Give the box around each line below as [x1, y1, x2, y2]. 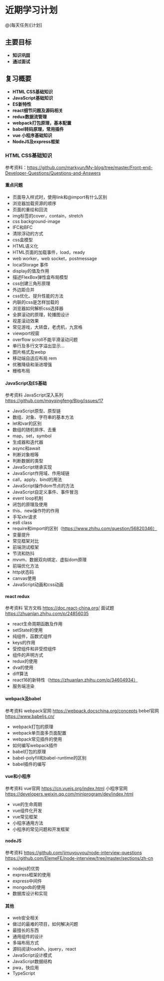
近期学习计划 [5, 4, 58, 16]
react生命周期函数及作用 [12, 621, 63, 627]
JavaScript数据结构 [12, 959, 52, 965]
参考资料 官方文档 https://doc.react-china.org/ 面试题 [5, 605, 115, 611]
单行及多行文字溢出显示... [12, 343, 65, 349]
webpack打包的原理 [12, 724, 53, 730]
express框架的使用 [12, 872, 51, 878]
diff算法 [12, 671, 28, 677]
